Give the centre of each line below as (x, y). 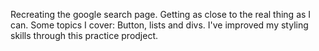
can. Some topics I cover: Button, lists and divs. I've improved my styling (159, 25)
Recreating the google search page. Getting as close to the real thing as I (161, 14)
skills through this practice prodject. (84, 35)
